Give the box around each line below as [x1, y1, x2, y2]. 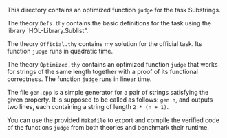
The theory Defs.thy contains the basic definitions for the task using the [7, 19, 212, 27]
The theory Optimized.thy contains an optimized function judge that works [7, 60, 218, 68]
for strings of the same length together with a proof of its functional [7, 68, 198, 76]
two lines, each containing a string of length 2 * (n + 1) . [7, 103, 169, 111]
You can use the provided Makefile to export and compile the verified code [7, 116, 220, 124]
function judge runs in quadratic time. [7, 47, 113, 55]
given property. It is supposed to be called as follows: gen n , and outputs [7, 95, 213, 104]
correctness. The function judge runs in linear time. [7, 75, 152, 83]
